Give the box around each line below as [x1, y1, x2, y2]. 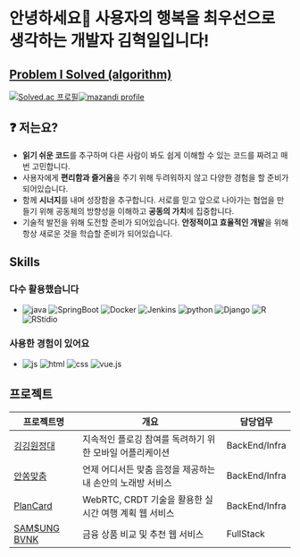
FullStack [226, 527, 265, 540]
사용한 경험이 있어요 [9, 338, 90, 350]
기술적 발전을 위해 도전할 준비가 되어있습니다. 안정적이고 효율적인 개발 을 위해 [21, 217, 288, 227]
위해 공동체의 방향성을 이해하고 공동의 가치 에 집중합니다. [38, 205, 235, 216]
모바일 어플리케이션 [93, 446, 170, 458]
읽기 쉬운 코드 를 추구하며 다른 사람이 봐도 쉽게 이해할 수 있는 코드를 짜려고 [21, 150, 279, 160]
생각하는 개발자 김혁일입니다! [9, 30, 210, 51]
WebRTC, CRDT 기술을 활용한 [82, 493, 203, 506]
